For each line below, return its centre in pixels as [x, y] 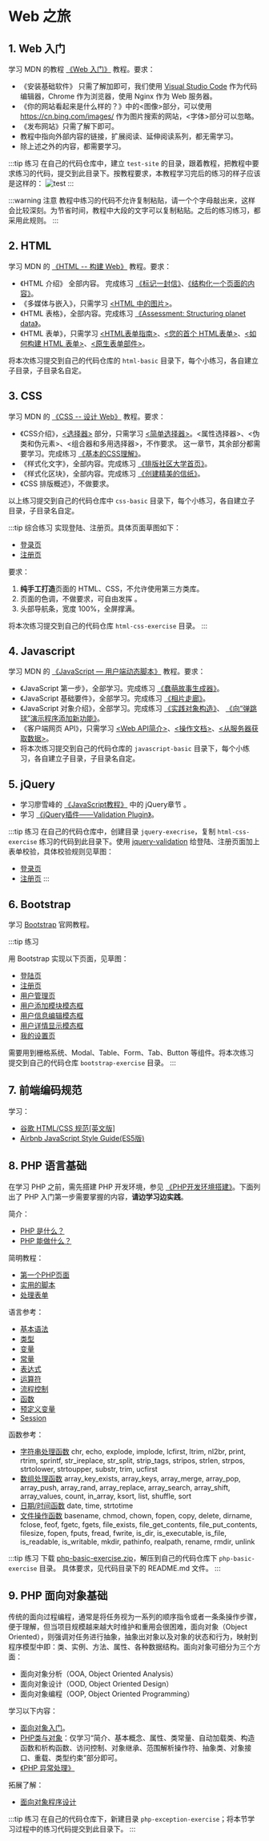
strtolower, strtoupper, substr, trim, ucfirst [88, 1469]
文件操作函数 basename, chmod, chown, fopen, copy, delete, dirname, [136, 1515]
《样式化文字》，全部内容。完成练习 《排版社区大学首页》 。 [116, 463]
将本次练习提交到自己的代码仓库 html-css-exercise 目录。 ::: [108, 625]
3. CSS [25, 396]
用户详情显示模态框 [52, 1026]
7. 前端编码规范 [45, 1090]
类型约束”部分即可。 [88, 1758]
